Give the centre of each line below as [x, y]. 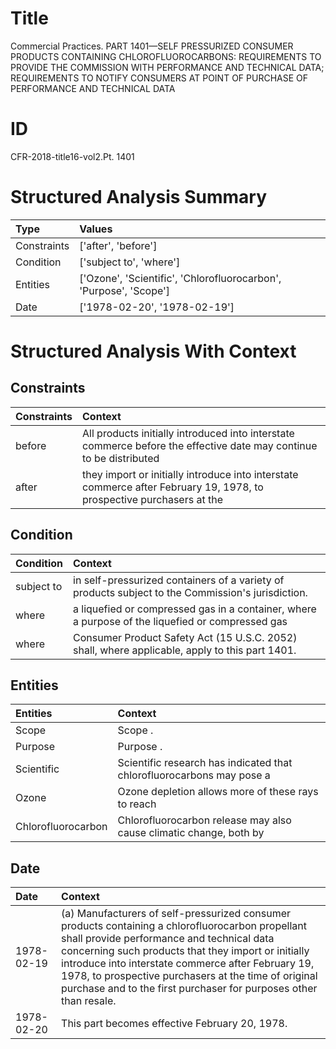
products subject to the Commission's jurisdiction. [190, 592]
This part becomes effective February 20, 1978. [174, 1024]
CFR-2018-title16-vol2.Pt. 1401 [72, 156]
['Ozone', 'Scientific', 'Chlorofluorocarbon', [180, 278]
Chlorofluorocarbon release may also [204, 820]
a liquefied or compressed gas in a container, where [195, 609]
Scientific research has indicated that [205, 763]
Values [96, 229]
